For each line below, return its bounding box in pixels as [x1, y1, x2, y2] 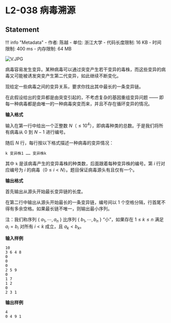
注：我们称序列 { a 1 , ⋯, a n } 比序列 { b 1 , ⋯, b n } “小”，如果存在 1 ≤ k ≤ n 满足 [5, 216, 164, 224]
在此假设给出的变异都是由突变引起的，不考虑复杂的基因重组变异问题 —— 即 [5, 95, 164, 100]
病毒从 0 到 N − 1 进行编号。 [9, 129, 69, 135]
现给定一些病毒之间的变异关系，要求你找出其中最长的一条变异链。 [5, 83, 144, 90]
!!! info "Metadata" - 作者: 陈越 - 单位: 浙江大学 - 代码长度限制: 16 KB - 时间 [5, 39, 162, 45]
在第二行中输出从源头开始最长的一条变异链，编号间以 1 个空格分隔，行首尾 [5, 199, 161, 205]
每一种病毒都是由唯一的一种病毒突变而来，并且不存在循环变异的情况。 [5, 101, 153, 107]
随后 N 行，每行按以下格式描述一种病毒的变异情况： [5, 139, 114, 145]
